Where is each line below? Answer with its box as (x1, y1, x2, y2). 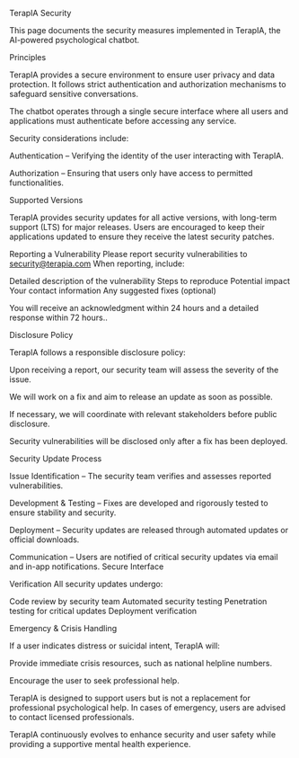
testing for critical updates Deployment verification (9, 606, 198, 616)
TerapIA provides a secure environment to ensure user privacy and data (9, 69, 276, 80)
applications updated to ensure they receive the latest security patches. (9, 231, 276, 242)
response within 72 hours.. (9, 312, 108, 323)
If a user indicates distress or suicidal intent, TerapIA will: (9, 640, 220, 651)
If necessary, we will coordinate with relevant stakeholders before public (9, 409, 277, 419)
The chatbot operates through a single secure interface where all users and (9, 106, 289, 116)
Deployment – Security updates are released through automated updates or (9, 525, 289, 535)
